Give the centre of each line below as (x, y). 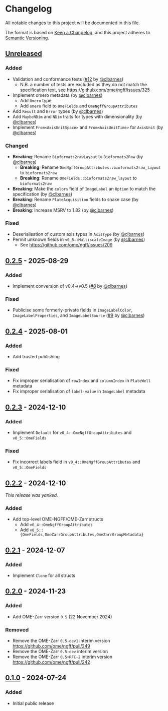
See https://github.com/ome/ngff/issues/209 (66, 245)
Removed (17, 629)
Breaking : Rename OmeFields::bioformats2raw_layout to (78, 178)
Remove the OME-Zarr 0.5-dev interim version (60, 651)
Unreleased (24, 54)
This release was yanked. (32, 495)
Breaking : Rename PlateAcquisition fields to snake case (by (75, 199)
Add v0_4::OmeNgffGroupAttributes (56, 525)
